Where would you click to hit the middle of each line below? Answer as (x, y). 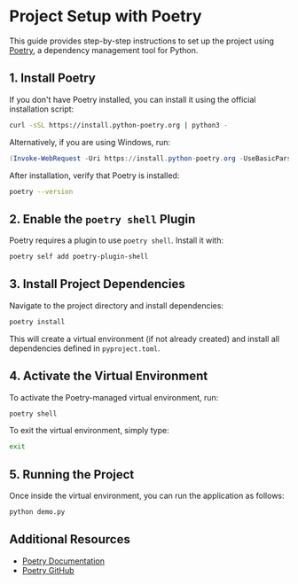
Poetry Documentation (63, 561)
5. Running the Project (72, 475)
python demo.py (37, 512)
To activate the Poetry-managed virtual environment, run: (114, 397)
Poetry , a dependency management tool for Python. (104, 50)
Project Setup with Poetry (106, 16)
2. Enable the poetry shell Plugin (102, 219)
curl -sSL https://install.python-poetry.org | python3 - (118, 125)
